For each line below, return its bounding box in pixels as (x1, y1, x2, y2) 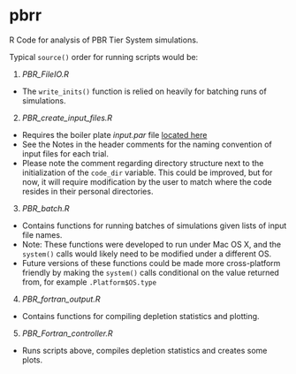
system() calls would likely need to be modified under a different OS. (21, 248, 272, 259)
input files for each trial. (21, 148, 109, 159)
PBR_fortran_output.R (21, 294, 101, 304)
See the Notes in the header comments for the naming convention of (21, 139, 272, 149)
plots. (21, 355, 43, 365)
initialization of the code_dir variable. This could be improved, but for (21, 167, 273, 178)
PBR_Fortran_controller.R (21, 328, 113, 339)
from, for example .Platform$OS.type (21, 276, 157, 287)
